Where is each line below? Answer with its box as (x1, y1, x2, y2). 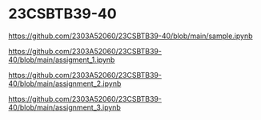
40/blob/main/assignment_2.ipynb (8, 79, 122, 88)
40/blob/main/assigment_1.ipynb (8, 55, 115, 64)
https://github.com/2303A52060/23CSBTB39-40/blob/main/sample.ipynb (8, 31, 254, 41)
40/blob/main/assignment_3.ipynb (8, 103, 122, 112)
